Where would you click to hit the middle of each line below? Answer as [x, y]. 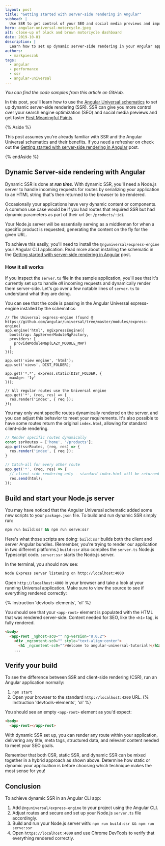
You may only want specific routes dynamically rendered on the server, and [82, 413]
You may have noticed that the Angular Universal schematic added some [79, 510]
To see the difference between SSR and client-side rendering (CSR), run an [81, 677]
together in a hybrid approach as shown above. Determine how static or [78, 760]
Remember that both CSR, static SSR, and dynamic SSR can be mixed [75, 755]
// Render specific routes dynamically [46, 437]
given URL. [16, 234]
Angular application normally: [35, 683]
